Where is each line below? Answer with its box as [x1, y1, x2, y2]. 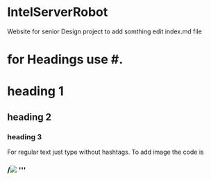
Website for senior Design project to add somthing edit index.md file [7, 27, 203, 36]
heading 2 [7, 111, 52, 123]
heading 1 [7, 84, 64, 100]
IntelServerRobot [7, 4, 108, 20]
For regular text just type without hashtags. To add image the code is [7, 148, 204, 156]
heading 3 [7, 132, 42, 141]
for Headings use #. [7, 52, 124, 68]
